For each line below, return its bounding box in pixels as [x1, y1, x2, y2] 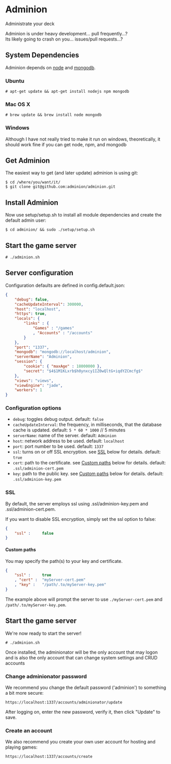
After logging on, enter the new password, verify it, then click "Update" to [5, 709, 161, 715]
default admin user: [5, 217, 47, 224]
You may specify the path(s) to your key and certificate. [5, 558, 123, 564]
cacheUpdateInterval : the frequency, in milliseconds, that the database [12, 422, 162, 428]
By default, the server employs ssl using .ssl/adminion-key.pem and [5, 500, 148, 506]
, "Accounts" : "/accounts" [32, 330, 93, 336]
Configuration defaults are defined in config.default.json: [5, 282, 125, 288]
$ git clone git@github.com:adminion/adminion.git [5, 184, 116, 189]
